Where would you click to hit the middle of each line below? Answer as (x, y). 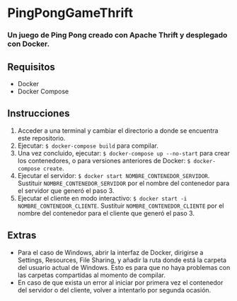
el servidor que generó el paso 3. (66, 190)
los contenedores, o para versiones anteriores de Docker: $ (104, 160)
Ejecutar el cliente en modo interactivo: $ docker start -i (102, 198)
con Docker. (29, 44)
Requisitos (31, 67)
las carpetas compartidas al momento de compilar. (92, 275)
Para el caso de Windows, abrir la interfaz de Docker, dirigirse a (110, 252)
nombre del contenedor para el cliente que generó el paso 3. (106, 213)
